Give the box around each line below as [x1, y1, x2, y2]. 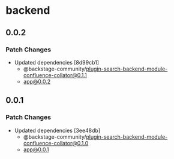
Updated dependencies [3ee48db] [14, 127, 100, 134]
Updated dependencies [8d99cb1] [14, 59, 100, 66]
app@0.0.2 [23, 78, 51, 85]
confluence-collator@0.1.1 [23, 71, 88, 78]
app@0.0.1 [23, 146, 49, 153]
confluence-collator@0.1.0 [23, 139, 89, 146]
